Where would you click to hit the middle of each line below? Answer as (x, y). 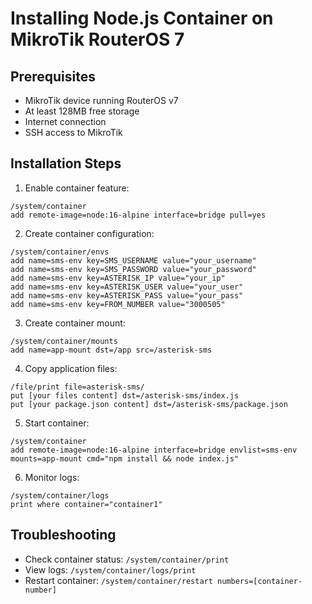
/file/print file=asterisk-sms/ (77, 387)
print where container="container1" (86, 504)
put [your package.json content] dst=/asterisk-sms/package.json (149, 404)
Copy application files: (71, 368)
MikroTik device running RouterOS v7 (101, 100)
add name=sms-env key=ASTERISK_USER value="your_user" (127, 287)
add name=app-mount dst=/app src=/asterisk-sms (111, 350)
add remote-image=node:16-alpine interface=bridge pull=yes (138, 215)
